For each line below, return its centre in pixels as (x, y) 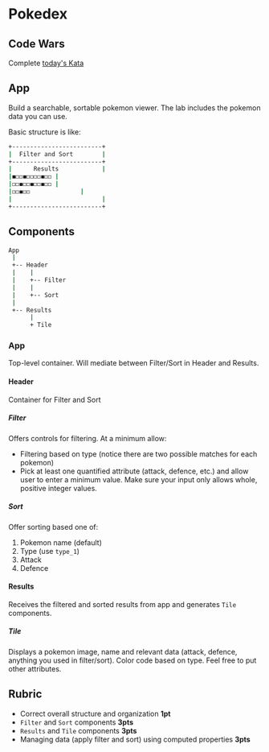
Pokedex (38, 14)
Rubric (25, 694)
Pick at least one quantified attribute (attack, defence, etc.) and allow (134, 471)
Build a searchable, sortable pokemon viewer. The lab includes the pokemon (134, 107)
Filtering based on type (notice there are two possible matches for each (139, 454)
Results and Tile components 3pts (78, 730)
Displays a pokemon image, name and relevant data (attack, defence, (123, 651)
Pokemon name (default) (61, 542)
